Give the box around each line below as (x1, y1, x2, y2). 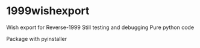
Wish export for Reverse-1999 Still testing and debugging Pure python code (6, 24, 195, 31)
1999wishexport (6, 4, 90, 18)
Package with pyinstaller (6, 35, 67, 42)
